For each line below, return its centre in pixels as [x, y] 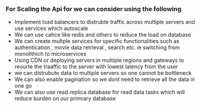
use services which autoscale [51, 28]
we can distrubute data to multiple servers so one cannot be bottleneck [103, 73]
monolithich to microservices [50, 54]
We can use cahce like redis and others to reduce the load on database [103, 35]
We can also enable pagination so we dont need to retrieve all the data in [104, 79]
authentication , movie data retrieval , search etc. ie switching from [97, 47]
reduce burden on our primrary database [65, 98]
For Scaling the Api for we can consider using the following [94, 9]
